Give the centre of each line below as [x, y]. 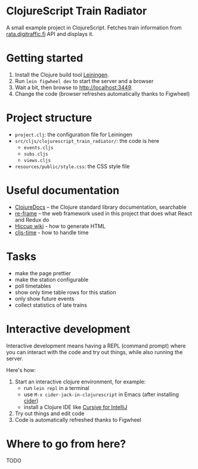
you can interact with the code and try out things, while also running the [95, 352]
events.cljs [38, 148]
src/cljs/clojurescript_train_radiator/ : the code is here [87, 141]
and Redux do [32, 220]
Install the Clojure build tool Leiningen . [62, 74]
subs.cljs [36, 154]
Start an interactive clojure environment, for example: [80, 382]
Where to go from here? [66, 444]
